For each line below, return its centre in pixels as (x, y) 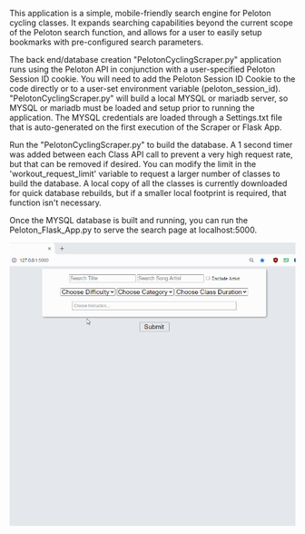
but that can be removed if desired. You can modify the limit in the (133, 164)
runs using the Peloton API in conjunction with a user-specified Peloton (143, 69)
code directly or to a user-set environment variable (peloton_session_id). (145, 89)
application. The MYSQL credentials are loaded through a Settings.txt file (146, 118)
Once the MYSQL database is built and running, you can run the (128, 220)
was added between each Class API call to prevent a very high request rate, (151, 154)
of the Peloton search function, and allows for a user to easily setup (136, 32)
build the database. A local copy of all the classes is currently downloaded (148, 183)
